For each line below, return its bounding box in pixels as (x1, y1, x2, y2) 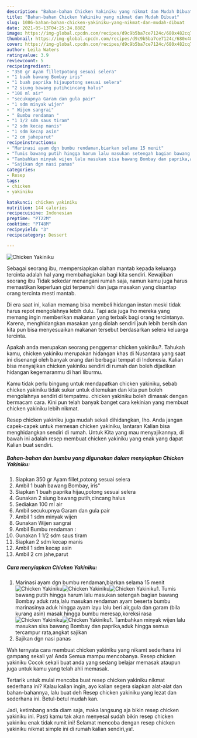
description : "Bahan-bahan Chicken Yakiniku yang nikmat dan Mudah (6, 8, 175, 15)
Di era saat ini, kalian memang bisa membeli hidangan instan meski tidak (6, 301, 181, 308)
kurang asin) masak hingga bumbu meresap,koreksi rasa (15, 610, 152, 617)
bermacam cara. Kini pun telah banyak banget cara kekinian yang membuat (6, 399, 189, 406)
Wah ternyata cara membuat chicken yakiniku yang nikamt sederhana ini (6, 646, 182, 653)
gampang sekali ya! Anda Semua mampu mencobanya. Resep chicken (6, 652, 176, 659)
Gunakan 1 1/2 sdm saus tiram (15, 532, 87, 539)
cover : (6, 42, 23, 48)
